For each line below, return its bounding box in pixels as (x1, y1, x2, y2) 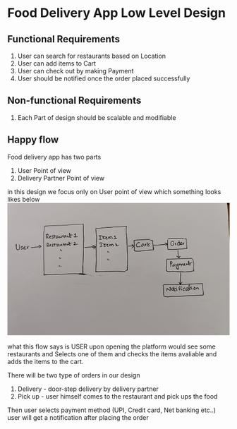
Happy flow (7, 134, 59, 146)
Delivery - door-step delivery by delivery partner (17, 385, 159, 393)
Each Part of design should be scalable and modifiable (17, 113, 176, 121)
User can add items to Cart (17, 59, 97, 68)
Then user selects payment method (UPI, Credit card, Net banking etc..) (7, 406, 217, 414)
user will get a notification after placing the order (7, 413, 150, 421)
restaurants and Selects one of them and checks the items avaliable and (7, 349, 217, 358)
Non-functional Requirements (7, 95, 142, 107)
